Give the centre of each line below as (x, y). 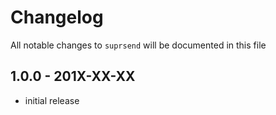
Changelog (57, 17)
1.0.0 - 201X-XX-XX (73, 76)
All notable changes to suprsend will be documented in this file (138, 45)
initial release (52, 100)
